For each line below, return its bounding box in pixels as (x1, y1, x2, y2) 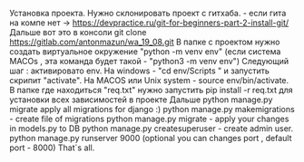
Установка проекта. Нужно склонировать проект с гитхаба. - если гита (9, 8, 287, 18)
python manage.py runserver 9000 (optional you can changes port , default (9, 133, 292, 143)
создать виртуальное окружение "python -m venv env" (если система (9, 46, 281, 57)
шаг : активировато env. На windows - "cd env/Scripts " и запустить (9, 65, 270, 76)
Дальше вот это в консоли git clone (9, 27, 147, 37)
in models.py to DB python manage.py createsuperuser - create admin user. (9, 123, 294, 134)
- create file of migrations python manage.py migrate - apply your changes (9, 113, 289, 124)
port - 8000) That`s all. (9, 142, 95, 153)
